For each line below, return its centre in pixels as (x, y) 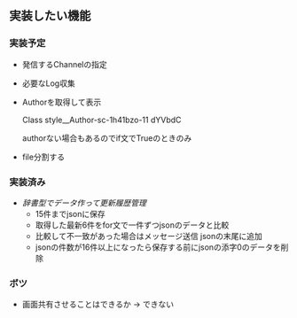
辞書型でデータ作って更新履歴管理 (84, 203)
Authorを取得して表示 (62, 102)
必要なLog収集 (48, 83)
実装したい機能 (50, 16)
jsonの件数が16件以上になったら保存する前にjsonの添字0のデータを (158, 247)
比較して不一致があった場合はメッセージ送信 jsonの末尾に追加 (149, 236)
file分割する (43, 157)
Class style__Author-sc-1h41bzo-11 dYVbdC (102, 120)
